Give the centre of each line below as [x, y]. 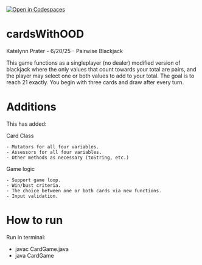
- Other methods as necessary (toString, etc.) [68, 158]
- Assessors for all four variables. [54, 152]
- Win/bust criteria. [34, 185]
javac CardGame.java [42, 249]
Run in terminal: [26, 237]
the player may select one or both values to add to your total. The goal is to [100, 76]
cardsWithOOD [45, 34]
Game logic [21, 169]
